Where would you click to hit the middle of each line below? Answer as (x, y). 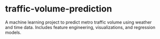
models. (13, 32)
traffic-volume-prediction (59, 9)
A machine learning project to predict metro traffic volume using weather (79, 22)
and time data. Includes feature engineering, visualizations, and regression (80, 27)
